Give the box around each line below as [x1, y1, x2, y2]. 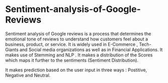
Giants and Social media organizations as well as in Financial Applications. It [5, 46, 163, 52]
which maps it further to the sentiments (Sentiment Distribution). [5, 57, 139, 63]
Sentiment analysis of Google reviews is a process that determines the [5, 30, 151, 36]
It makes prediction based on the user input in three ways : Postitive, [5, 66, 147, 73]
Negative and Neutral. [5, 72, 51, 78]
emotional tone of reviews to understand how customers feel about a [5, 36, 148, 42]
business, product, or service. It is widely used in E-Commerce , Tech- [5, 41, 152, 47]
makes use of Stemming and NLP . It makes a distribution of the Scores [5, 51, 153, 58]
